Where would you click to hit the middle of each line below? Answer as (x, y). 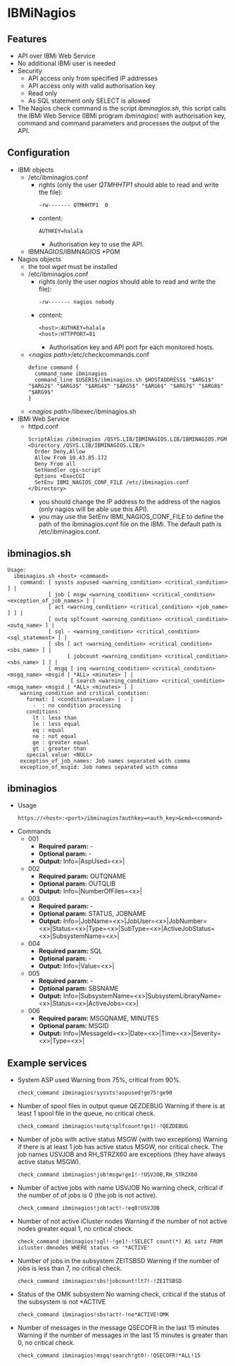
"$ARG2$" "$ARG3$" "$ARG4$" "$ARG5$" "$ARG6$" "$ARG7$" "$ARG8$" (126, 386)
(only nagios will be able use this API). (94, 509)
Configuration (39, 153)
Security (30, 71)
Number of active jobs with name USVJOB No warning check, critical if (120, 1188)
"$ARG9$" (41, 392)
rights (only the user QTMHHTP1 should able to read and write (129, 184)
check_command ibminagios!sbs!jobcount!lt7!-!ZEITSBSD (100, 1282)
